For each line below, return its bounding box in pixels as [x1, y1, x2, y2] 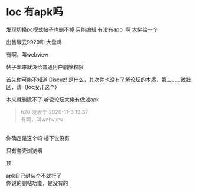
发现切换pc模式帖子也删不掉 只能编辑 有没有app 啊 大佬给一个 [6, 26, 158, 33]
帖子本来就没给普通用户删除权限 [6, 63, 84, 71]
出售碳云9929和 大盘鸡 [6, 38, 62, 45]
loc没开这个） [26, 83, 60, 90]
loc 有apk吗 [6, 5, 64, 19]
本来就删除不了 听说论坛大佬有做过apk [6, 95, 100, 103]
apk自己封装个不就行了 [6, 172, 62, 179]
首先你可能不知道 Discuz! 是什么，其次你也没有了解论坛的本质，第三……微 [6, 76, 186, 83]
